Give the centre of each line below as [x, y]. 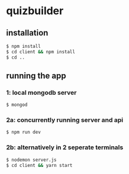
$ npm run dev [24, 132]
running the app [36, 76]
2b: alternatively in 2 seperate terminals [65, 147]
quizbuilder [35, 11]
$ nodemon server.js [32, 160]
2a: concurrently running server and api [64, 120]
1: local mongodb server [41, 92]
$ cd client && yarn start [39, 165]
